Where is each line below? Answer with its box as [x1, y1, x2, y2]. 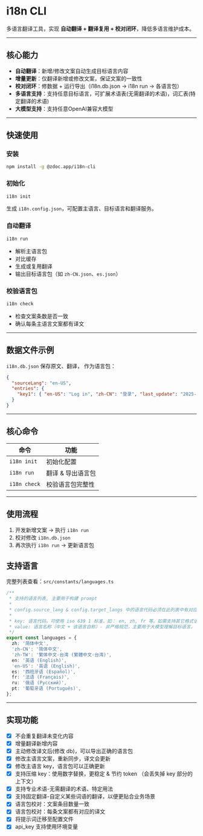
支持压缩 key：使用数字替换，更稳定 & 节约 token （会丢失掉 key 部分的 [14, 770, 193, 777]
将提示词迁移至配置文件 [14, 815, 74, 823]
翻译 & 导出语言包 [46, 468, 96, 477]
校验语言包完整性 [46, 480, 95, 488]
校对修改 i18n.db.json [14, 534, 71, 541]
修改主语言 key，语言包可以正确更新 [14, 763, 105, 770]
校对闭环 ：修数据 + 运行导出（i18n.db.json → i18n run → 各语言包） [14, 82, 182, 89]
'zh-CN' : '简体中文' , [11, 646, 62, 652]
